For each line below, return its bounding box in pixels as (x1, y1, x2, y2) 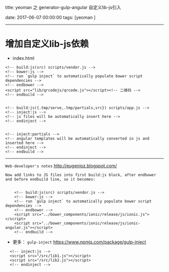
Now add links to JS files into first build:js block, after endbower (5, 172, 156, 177)
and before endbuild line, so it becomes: (5, 177, 96, 182)
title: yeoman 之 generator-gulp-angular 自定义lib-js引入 (5, 5, 122, 10)
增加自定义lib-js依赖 (5, 38, 89, 50)
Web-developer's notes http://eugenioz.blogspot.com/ (5, 163, 117, 169)
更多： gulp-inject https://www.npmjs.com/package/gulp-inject (12, 239, 146, 245)
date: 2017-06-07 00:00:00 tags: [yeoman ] (5, 15, 96, 20)
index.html (12, 55, 35, 61)
